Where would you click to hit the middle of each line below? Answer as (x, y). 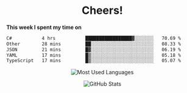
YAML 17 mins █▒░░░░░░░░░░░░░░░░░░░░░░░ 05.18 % (94, 55)
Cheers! (102, 11)
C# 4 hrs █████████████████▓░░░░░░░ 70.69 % (94, 38)
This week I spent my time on (44, 27)
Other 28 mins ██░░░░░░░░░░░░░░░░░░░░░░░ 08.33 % (94, 44)
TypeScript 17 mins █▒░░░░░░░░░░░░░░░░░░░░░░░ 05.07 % (94, 61)
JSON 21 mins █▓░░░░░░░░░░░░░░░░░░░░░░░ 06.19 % (94, 50)
